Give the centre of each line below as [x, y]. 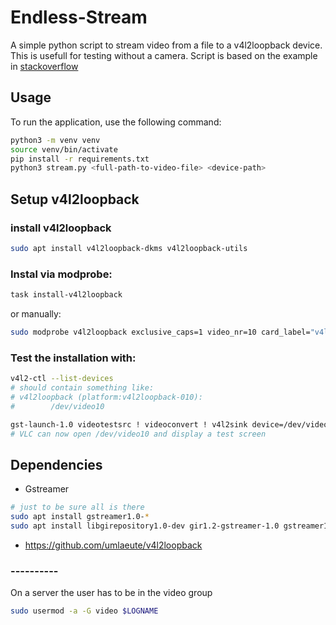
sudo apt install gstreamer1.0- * [80, 517]
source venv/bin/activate [64, 149]
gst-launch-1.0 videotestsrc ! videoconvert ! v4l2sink [129, 424]
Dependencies [56, 464]
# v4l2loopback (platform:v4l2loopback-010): [106, 397]
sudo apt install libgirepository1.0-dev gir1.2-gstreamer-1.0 [145, 526]
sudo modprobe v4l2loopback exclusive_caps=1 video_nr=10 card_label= [160, 332]
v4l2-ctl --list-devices [62, 379]
